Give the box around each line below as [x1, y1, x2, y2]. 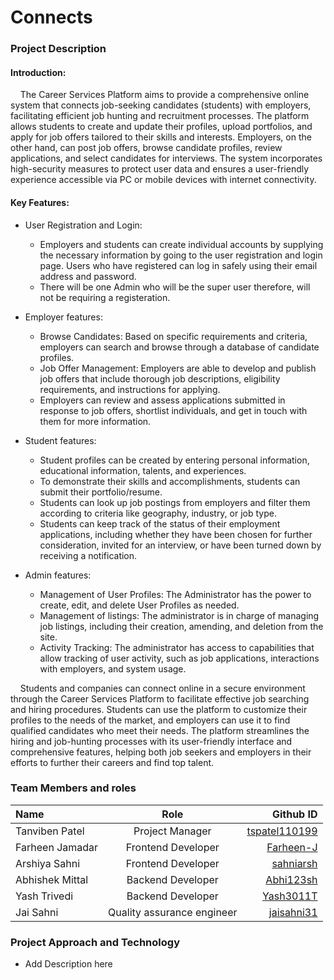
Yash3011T [262, 889, 318, 903]
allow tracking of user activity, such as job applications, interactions [39, 652, 320, 664]
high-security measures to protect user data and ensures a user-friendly [10, 163, 310, 175]
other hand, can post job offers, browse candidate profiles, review [10, 142, 283, 154]
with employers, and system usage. [39, 662, 187, 675]
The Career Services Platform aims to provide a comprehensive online [19, 89, 310, 101]
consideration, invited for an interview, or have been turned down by [39, 539, 322, 551]
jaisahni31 [268, 905, 318, 919]
